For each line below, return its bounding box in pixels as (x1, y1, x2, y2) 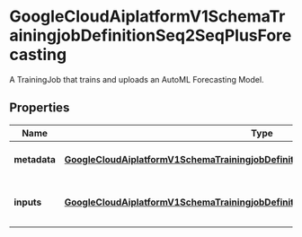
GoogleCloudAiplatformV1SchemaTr (9, 6, 286, 27)
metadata (13, 153, 56, 165)
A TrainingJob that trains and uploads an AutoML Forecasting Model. (9, 74, 264, 84)
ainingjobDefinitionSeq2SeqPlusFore (9, 25, 292, 46)
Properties (9, 101, 70, 116)
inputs (13, 196, 42, 208)
